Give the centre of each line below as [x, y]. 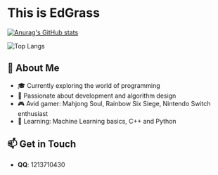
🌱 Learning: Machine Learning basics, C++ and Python [97, 121]
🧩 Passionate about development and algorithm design [97, 96]
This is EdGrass [54, 13]
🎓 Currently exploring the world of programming [89, 85]
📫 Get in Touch [42, 144]
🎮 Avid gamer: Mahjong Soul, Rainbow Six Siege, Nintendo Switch [114, 103]
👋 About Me [33, 68]
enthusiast [32, 113]
